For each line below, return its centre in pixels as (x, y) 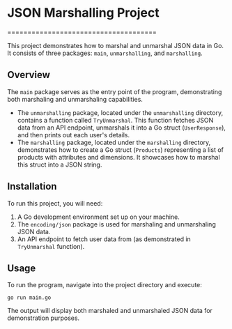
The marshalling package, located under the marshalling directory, (114, 142)
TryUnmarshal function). (51, 246)
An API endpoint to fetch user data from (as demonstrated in (104, 239)
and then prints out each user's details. (74, 135)
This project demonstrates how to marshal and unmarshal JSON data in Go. (116, 45)
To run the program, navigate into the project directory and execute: (105, 285)
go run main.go (29, 298)
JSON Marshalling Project (83, 13)
